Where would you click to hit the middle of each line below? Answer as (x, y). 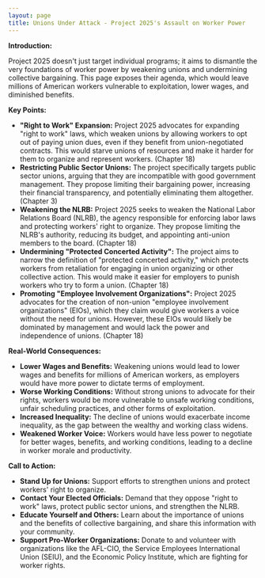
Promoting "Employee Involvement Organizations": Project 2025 (128, 293)
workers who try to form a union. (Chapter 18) (94, 285)
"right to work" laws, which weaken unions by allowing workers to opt (133, 133)
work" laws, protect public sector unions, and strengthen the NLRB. (129, 506)
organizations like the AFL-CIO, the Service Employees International (130, 548)
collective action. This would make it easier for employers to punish (129, 276)
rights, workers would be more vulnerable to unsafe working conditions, (137, 400)
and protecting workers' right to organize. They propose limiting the (130, 226)
